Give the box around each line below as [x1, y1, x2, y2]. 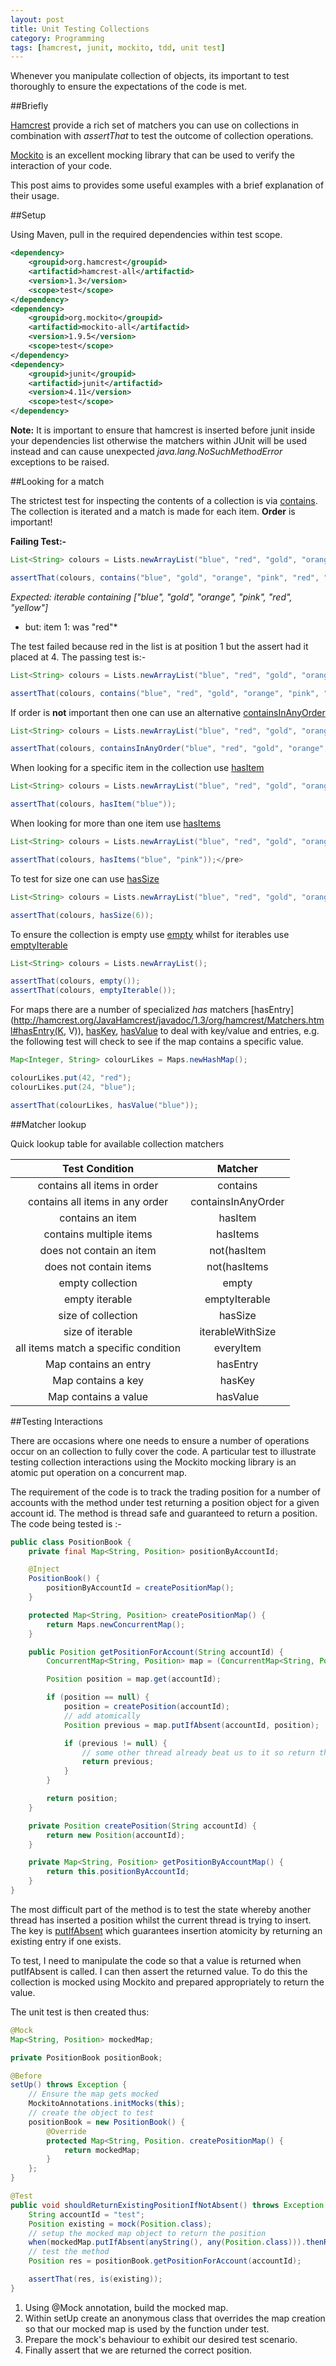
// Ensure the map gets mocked [28, 2089, 159, 2100]
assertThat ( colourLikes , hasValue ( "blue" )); [10, 1100, 199, 1110]
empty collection [58, 1276, 138, 1290]
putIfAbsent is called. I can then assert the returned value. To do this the [10, 1965, 308, 1977]
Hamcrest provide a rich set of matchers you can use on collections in [10, 119, 300, 131]
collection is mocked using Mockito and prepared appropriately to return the [10, 1976, 325, 1988]
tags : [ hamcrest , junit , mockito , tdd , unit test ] [10, 42, 226, 53]
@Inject [28, 1564, 60, 1575]
